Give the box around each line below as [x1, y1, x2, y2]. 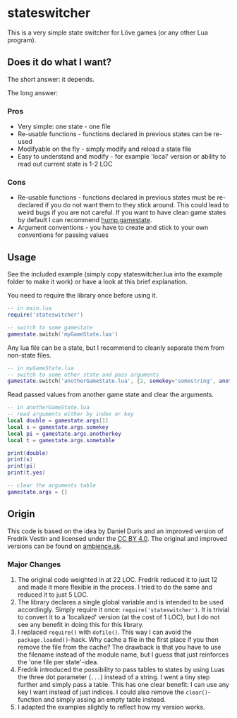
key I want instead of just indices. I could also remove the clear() [17, 688, 208, 696]
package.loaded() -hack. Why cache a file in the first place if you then [17, 635, 219, 643]
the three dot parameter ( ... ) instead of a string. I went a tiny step [17, 672, 210, 681]
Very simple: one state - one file [17, 122, 111, 131]
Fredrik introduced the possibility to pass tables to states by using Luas [17, 665, 225, 674]
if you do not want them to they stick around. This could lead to [44, 201, 229, 209]
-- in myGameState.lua [7, 365, 74, 372]
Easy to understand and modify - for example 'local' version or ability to [17, 152, 226, 161]
